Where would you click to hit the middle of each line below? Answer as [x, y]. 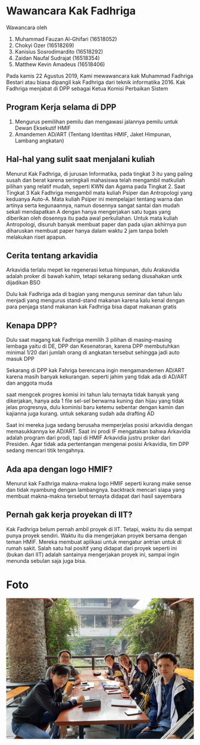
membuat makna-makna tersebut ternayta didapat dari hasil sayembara [94, 496]
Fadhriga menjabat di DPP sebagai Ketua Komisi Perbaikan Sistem [87, 88]
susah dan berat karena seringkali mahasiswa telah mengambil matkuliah [96, 180]
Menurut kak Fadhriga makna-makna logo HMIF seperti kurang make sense [99, 483]
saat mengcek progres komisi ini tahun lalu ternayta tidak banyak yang [93, 395]
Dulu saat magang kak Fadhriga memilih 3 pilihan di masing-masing [89, 340]
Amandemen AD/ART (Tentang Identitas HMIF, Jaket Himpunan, [93, 134]
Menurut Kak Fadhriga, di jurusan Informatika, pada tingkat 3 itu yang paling [99, 173]
